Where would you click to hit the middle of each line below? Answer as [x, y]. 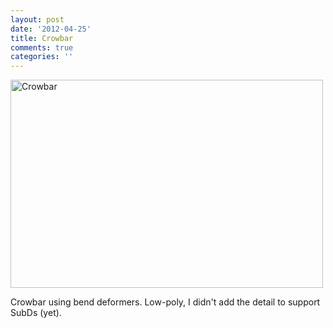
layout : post [37, 19]
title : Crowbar [42, 38]
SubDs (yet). [36, 313]
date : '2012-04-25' [51, 29]
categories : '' [42, 57]
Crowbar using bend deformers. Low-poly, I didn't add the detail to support [165, 302]
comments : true [42, 47]
